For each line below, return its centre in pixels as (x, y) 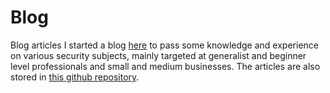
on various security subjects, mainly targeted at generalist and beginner (158, 55)
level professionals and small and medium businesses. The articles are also (165, 66)
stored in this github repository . (75, 77)
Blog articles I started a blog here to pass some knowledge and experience (164, 45)
